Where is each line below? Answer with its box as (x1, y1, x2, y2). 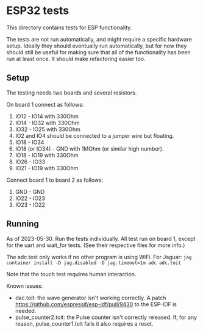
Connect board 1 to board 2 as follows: (6, 176, 104, 184)
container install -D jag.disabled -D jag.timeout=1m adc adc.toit (6, 260, 182, 266)
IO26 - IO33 (15, 158, 46, 165)
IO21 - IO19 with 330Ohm (15, 164, 79, 171)
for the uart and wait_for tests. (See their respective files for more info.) (6, 242, 185, 249)
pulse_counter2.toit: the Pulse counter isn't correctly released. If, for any (15, 313, 197, 321)
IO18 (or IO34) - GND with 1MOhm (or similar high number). (15, 145, 164, 152)
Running (6, 219, 40, 229)
